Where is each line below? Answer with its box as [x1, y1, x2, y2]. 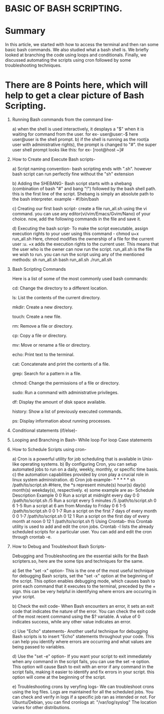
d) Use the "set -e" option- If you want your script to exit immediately [12, 653, 152, 659]
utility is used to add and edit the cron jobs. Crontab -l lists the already [12, 524, 154, 529]
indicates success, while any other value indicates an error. [12, 619, 132, 625]
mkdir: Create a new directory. [12, 304, 73, 310]
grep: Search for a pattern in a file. [12, 371, 82, 377]
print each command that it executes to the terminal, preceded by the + [12, 583, 156, 589]
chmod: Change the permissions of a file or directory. [12, 380, 120, 386]
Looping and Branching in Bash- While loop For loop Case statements [12, 437, 152, 443]
